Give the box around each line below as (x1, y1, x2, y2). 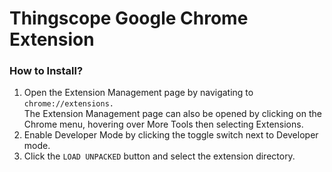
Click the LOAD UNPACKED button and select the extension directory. (23, 150, 296, 162)
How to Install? (9, 64, 84, 78)
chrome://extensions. (23, 99, 114, 109)
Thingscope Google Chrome (9, 7, 249, 30)
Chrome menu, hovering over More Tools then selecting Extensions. (23, 118, 304, 131)
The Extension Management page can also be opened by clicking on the (23, 108, 322, 120)
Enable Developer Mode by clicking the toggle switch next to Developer (23, 129, 319, 141)
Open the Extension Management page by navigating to (23, 87, 254, 99)
